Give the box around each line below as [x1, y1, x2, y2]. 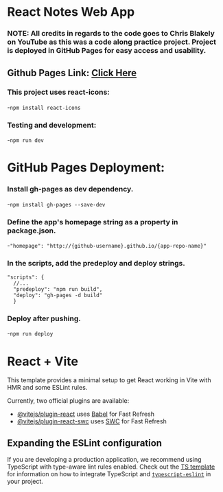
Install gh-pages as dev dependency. [7, 185, 134, 194]
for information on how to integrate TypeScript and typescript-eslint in [7, 470, 211, 478]
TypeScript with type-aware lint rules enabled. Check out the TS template [7, 462, 215, 471]
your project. [7, 478, 43, 486]
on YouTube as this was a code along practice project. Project [7, 37, 216, 47]
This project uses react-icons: [7, 87, 110, 97]
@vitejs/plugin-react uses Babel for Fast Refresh [16, 410, 155, 419]
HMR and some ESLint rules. [7, 384, 88, 392]
